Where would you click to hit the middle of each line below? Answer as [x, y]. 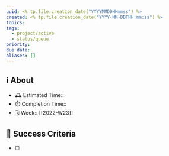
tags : [13, 28]
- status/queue [30, 39]
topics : [16, 22]
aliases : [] [21, 56]
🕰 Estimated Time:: [39, 95]
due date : [18, 50]
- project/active [33, 34]
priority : [18, 45]
